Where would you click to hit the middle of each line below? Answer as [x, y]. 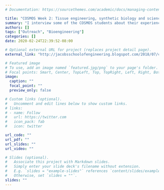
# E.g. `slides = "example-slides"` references [57, 171]
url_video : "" [20, 149]
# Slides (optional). [27, 157]
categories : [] [20, 37]
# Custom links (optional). [34, 99]
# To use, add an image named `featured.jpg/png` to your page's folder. [82, 68]
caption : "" [22, 81]
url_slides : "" [20, 144]
